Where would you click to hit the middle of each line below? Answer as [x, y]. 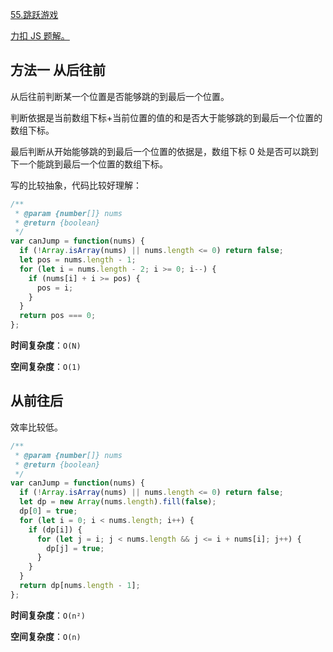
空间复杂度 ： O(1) [46, 367]
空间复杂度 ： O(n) [46, 636]
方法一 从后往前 [58, 70]
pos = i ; [55, 288]
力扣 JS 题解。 [40, 36]
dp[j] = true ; [75, 548]
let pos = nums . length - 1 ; [78, 260]
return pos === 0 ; [58, 316]
